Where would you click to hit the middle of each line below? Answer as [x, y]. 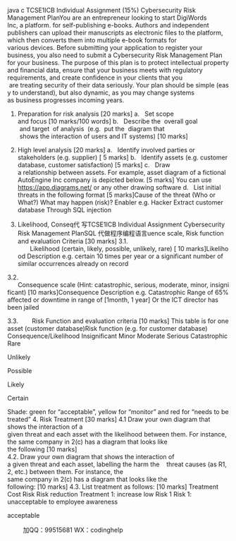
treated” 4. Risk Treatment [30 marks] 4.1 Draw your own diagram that [109, 419]
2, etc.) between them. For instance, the [65, 472]
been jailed [23, 307]
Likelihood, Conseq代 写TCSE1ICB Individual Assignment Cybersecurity [121, 224]
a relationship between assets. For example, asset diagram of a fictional [122, 172]
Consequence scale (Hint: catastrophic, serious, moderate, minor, [113, 285]
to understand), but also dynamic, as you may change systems [104, 92]
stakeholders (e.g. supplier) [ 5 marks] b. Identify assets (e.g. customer [123, 157]
